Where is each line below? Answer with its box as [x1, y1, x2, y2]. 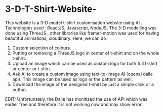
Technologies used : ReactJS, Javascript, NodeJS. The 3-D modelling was [5, 25, 157, 30]
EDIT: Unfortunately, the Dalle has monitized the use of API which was [5, 96, 148, 102]
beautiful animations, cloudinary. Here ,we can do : [5, 35, 109, 41]
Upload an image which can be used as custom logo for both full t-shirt [12, 60, 158, 66]
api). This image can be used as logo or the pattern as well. [12, 76, 133, 82]
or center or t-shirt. [12, 65, 52, 72]
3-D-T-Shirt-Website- [5, 3, 97, 15]
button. [12, 86, 27, 92]
